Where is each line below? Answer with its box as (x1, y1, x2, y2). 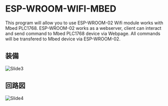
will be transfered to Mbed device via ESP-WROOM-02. (5, 36, 120, 42)
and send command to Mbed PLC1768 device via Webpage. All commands (5, 30, 160, 36)
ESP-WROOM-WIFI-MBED (5, 3, 116, 15)
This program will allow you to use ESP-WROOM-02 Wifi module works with (5, 20, 163, 26)
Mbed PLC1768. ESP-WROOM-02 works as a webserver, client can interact (5, 25, 162, 31)
